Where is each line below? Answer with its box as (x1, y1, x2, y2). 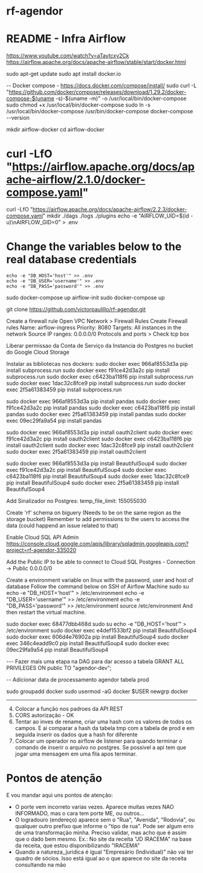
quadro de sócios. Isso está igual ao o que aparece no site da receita (14, 854, 187, 861)
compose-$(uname (6, 95, 54, 102)
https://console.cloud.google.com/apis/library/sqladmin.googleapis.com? (6, 540, 189, 547)
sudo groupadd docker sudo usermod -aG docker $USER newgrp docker (6, 688, 188, 695)
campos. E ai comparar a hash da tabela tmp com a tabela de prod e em (14, 725, 195, 731)
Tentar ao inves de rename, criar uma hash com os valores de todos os (14, 718, 192, 725)
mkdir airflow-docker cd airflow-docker (6, 126, 105, 133)
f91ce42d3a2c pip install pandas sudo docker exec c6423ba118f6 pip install (6, 404, 195, 411)
